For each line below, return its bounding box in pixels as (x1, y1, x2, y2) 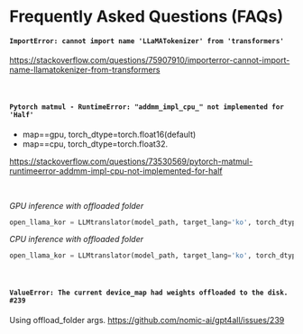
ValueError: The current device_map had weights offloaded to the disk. (9, 288, 289, 297)
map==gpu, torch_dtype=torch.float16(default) (22, 129, 197, 140)
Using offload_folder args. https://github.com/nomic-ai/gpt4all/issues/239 (9, 314, 285, 325)
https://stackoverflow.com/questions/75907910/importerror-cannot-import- (9, 55, 290, 66)
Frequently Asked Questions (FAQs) (9, 6, 284, 27)
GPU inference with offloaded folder (9, 200, 144, 211)
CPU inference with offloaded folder (9, 234, 144, 245)
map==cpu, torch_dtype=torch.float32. (22, 138, 169, 149)
